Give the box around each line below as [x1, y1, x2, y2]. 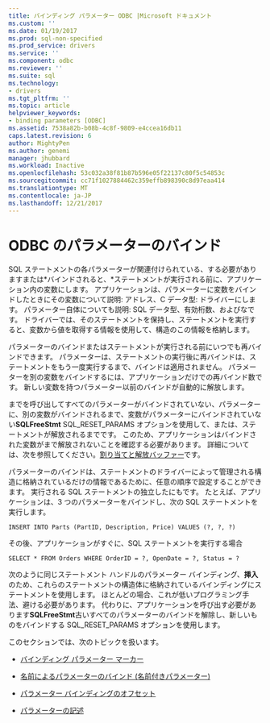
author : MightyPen [8, 139, 70, 148]
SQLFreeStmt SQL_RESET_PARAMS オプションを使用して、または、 [15, 420, 243, 430]
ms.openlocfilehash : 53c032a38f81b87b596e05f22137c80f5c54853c [8, 169, 226, 177]
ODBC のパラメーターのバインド [8, 236, 222, 255]
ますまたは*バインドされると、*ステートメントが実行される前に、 [8, 275, 227, 285]
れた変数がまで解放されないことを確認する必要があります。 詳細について [8, 440, 250, 450]
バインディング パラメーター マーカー [19, 654, 144, 664]
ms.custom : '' [8, 19, 56, 27]
